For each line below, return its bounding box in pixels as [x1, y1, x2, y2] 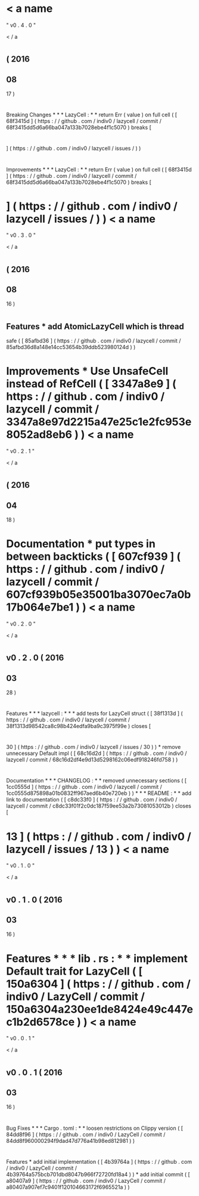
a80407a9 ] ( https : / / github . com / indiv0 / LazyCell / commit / [6, 1177, 166, 1184]
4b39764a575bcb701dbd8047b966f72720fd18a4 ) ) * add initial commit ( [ [6, 1170, 191, 1177]
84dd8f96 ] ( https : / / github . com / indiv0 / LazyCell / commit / [6, 1130, 166, 1138]
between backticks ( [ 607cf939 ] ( [6, 550, 181, 563]
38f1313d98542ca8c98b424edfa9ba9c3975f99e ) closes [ [6, 723, 151, 730]
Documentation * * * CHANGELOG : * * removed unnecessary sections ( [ [6, 777, 187, 784]
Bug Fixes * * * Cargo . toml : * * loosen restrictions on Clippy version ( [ [6, 1124, 184, 1132]
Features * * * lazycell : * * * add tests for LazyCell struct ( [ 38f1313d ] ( [6, 710, 183, 717]
